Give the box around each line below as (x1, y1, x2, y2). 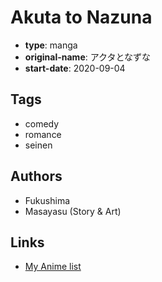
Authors (10, 168, 63, 185)
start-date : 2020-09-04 (24, 62, 126, 74)
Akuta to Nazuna (10, 6, 153, 29)
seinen (24, 139, 53, 151)
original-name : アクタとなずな (24, 51, 152, 63)
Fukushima (24, 194, 71, 206)
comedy (24, 117, 60, 130)
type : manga (24, 39, 78, 51)
